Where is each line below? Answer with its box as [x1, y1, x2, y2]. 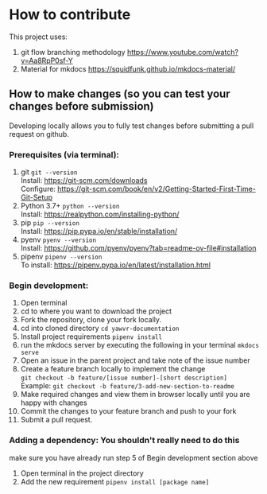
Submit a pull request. [20, 415, 93, 425]
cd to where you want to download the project [20, 306, 172, 316]
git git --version [20, 167, 78, 177]
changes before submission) [9, 99, 154, 113]
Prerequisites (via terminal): [9, 149, 120, 160]
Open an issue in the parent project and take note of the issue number [20, 356, 250, 365]
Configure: [20, 185, 56, 194]
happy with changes [20, 398, 87, 407]
